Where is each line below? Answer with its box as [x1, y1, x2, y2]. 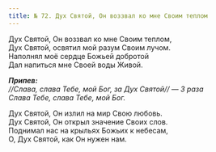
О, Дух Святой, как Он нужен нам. [8, 134, 127, 144]
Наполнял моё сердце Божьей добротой [8, 51, 150, 61]
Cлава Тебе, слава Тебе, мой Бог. [8, 92, 126, 102]
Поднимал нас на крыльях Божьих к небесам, [8, 125, 168, 135]
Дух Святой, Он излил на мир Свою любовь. [8, 108, 163, 118]
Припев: [8, 75, 38, 85]
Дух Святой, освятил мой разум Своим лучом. [8, 42, 172, 53]
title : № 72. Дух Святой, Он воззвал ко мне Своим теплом [8, 11, 208, 20]
